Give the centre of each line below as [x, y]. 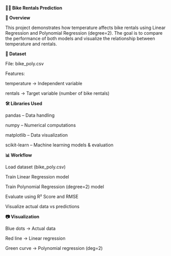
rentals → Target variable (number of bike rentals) [58, 93]
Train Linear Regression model [37, 177]
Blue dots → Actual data [31, 228]
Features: [15, 73]
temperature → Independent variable [44, 83]
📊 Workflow [19, 155]
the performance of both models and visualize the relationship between [80, 39]
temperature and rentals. [31, 44]
